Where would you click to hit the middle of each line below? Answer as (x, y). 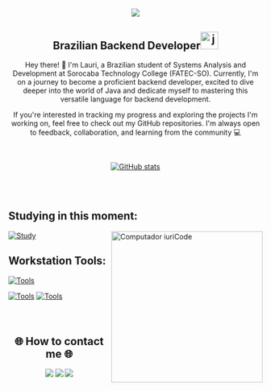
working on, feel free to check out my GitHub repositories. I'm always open (135, 123)
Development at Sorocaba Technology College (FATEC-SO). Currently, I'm (135, 73)
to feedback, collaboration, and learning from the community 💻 (135, 132)
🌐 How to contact (59, 341)
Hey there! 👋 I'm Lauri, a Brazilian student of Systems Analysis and (135, 65)
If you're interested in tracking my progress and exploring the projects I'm (135, 114)
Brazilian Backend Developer (127, 46)
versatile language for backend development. (135, 99)
